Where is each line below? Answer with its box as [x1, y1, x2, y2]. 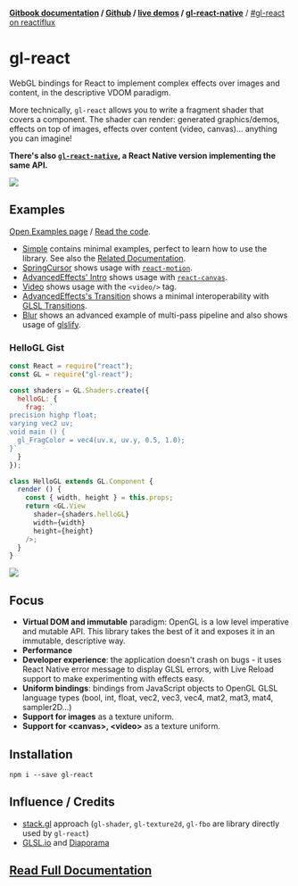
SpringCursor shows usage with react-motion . [21, 262, 194, 273]
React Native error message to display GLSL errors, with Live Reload [21, 664, 274, 675]
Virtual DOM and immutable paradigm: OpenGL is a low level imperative [21, 617, 290, 627]
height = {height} [32, 526, 94, 535]
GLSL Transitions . [21, 300, 87, 311]
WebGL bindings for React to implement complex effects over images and [9, 78, 281, 88]
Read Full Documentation [9, 863, 153, 878]
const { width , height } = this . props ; [25, 493, 174, 502]
